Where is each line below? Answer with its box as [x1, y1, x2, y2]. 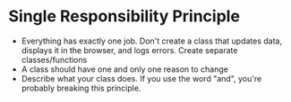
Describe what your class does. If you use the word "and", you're [21, 73, 262, 83]
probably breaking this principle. [21, 82, 141, 93]
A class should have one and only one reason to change [21, 64, 229, 75]
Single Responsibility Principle [8, 6, 241, 27]
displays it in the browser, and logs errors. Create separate [21, 44, 238, 55]
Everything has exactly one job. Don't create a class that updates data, [21, 35, 283, 46]
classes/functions [21, 54, 88, 65]
